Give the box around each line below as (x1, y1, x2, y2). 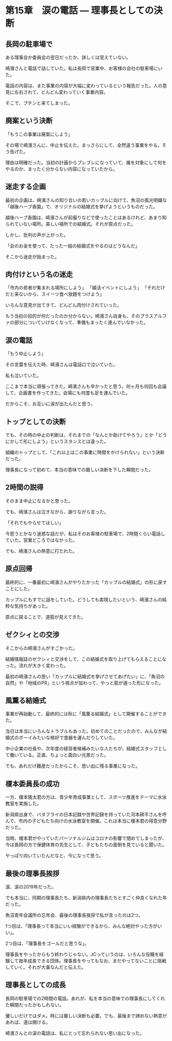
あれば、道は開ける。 (5, 1019, 50, 1025)
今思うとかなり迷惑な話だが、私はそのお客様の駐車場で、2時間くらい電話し (5, 531, 165, 537)
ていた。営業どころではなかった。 (5, 537, 78, 543)
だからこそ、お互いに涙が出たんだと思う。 (5, 401, 95, 407)
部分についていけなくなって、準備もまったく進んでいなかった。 (14, 320, 148, 326)
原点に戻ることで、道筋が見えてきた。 (5, 613, 86, 620)
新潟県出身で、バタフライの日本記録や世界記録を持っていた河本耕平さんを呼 (5, 811, 167, 818)
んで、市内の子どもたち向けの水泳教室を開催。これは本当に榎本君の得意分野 (5, 818, 167, 824)
